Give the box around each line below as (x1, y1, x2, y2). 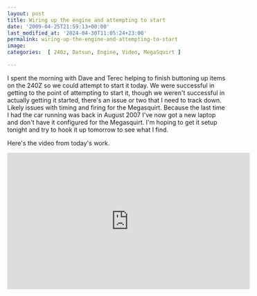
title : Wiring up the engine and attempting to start (7, 17, 166, 24)
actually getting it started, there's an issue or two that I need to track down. (7, 96, 222, 104)
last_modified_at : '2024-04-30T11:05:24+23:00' (7, 29, 148, 37)
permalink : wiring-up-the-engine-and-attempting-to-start (7, 36, 178, 43)
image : (7, 42, 26, 49)
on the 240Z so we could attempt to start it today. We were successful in (7, 81, 215, 89)
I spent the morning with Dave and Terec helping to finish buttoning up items (7, 73, 226, 82)
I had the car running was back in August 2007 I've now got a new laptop (7, 110, 216, 119)
